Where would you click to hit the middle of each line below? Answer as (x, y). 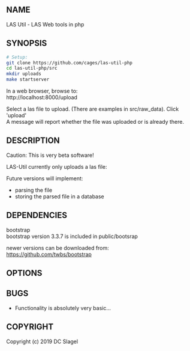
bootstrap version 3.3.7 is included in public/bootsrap (72, 236)
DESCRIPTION (33, 141)
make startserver (28, 80)
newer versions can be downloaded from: (58, 248)
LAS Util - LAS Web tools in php (45, 24)
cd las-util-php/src (32, 69)
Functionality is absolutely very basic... (63, 308)
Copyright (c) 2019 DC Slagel (42, 341)
